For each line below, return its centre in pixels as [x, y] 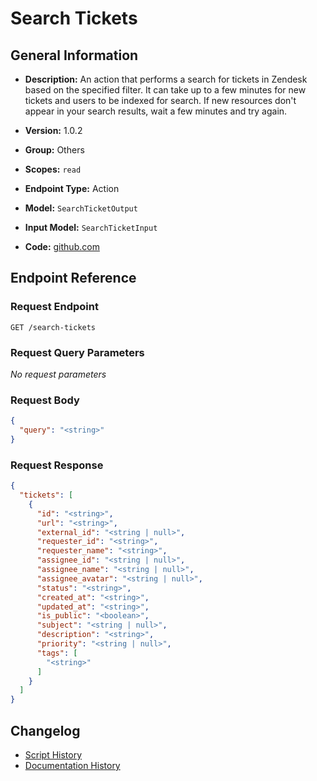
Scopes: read [53, 169]
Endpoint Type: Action [72, 188]
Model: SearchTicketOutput [81, 208]
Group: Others [54, 150]
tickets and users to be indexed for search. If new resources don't [160, 100]
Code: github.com [62, 246]
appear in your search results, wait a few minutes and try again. [156, 111]
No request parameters [58, 374]
